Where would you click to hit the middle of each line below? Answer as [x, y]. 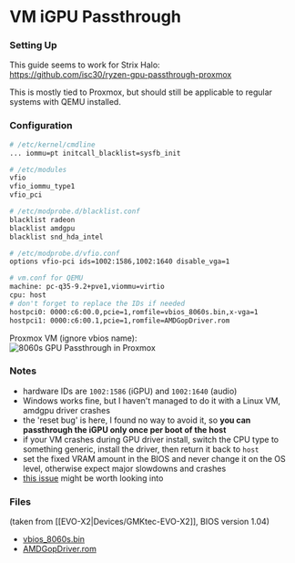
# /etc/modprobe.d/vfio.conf [65, 253]
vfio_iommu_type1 [42, 187]
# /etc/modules [38, 169]
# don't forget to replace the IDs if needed [97, 303]
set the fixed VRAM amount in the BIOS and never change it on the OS [154, 458]
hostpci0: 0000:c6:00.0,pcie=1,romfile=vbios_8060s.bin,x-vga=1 [134, 312]
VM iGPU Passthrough [96, 17]
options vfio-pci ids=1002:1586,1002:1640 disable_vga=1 [120, 261]
